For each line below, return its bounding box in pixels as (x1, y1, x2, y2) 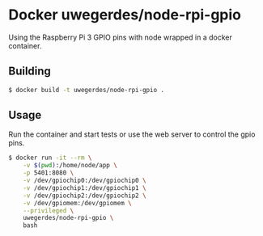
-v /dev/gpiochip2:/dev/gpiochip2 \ (23, 192, 147, 200)
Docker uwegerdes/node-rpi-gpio (8, 6, 241, 24)
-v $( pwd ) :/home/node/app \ (23, 162, 117, 170)
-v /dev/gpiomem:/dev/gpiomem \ (23, 199, 132, 207)
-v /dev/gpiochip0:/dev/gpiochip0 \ (23, 176, 147, 185)
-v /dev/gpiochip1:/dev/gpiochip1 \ (23, 183, 147, 192)
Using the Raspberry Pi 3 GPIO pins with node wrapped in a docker (8, 32, 232, 42)
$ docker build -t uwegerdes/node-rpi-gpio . (8, 86, 164, 94)
